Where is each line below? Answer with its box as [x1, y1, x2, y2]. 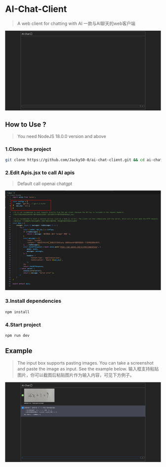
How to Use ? [5, 120, 46, 129]
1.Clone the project [5, 146, 51, 153]
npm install [5, 309, 30, 315]
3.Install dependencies [5, 298, 62, 305]
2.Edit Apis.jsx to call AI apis [5, 169, 75, 176]
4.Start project [5, 321, 41, 328]
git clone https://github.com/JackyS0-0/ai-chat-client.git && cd [5, 157, 145, 163]
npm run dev [5, 333, 30, 338]
